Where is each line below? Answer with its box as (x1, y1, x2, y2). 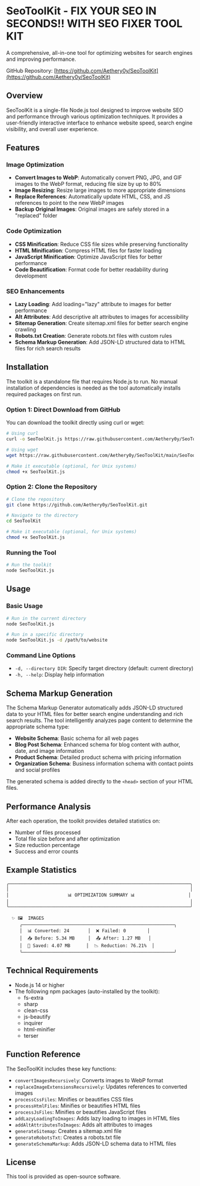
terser (23, 1032, 39, 1039)
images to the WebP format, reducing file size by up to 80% (14, 180, 162, 188)
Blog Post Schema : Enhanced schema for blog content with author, (14, 741, 180, 748)
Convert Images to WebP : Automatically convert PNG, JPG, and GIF (14, 174, 183, 181)
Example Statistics (6, 865, 77, 875)
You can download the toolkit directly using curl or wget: (6, 419, 145, 427)
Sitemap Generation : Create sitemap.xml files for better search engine (14, 320, 189, 327)
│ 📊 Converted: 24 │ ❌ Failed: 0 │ (19, 927, 151, 933)
